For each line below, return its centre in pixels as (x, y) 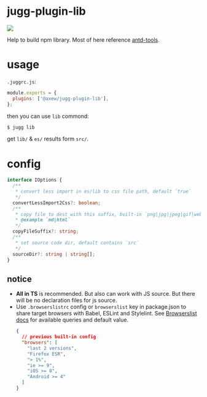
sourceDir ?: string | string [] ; (54, 254)
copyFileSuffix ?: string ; (46, 231)
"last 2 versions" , (52, 348)
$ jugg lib (21, 127)
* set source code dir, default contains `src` (77, 243)
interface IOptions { (35, 180)
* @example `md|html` (43, 220)
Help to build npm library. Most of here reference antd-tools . (84, 40)
